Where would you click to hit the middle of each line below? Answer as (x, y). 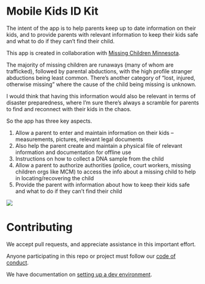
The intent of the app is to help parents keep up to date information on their (101, 28)
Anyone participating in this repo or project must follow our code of (91, 256)
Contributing (39, 228)
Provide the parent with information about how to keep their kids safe (102, 184)
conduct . (18, 262)
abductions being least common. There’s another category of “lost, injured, (101, 78)
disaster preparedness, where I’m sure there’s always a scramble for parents (103, 103)
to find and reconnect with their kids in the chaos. (69, 109)
